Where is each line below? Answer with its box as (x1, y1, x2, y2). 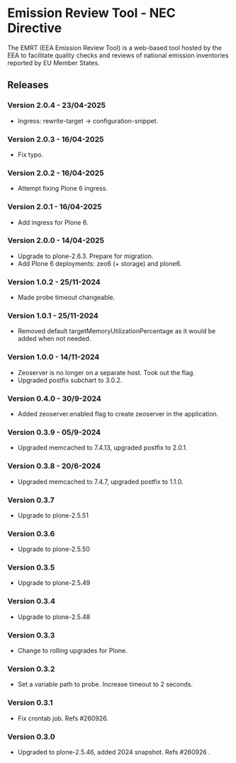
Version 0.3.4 (7, 596, 55, 606)
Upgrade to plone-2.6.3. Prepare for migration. (17, 252, 154, 260)
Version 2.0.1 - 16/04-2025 (7, 202, 102, 212)
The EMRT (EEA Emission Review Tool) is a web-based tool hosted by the (7, 43, 222, 52)
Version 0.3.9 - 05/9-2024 (7, 427, 101, 437)
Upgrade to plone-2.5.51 (17, 511, 89, 519)
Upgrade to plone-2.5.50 (17, 545, 90, 554)
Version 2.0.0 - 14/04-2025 (7, 235, 105, 245)
